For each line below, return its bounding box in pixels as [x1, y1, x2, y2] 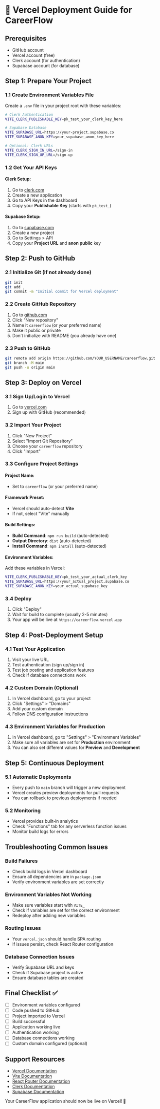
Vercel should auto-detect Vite [12, 505, 74, 511]
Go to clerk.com [12, 187, 45, 192]
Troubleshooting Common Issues [5, 843, 108, 851]
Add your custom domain [12, 706, 63, 712]
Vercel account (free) [12, 52, 55, 58]
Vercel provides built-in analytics [12, 818, 78, 824]
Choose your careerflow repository [12, 443, 83, 449]
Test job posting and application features [12, 667, 94, 673]
